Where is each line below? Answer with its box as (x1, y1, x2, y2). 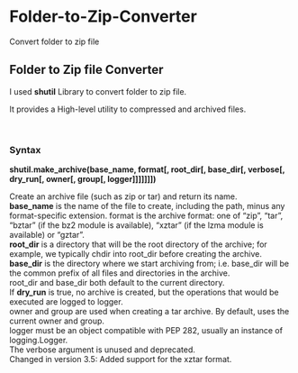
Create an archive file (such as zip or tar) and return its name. (9, 191, 238, 202)
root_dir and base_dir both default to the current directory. (9, 277, 225, 288)
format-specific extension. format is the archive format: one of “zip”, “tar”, (9, 210, 284, 222)
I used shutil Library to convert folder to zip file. (9, 86, 187, 96)
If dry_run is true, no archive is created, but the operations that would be (9, 287, 279, 298)
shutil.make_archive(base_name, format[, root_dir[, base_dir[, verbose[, (9, 164, 285, 175)
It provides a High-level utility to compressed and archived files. (9, 104, 247, 114)
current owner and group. (9, 315, 105, 326)
